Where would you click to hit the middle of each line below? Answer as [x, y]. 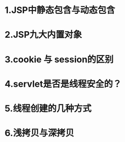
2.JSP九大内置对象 [43, 35]
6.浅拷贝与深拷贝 [39, 133]
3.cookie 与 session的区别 [59, 59]
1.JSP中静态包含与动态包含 [60, 10]
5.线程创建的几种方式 [48, 108]
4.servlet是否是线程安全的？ [63, 84]
